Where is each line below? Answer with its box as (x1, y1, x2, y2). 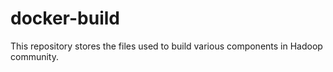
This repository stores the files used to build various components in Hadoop (10, 40, 323, 52)
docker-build (10, 7, 120, 30)
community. (10, 50, 59, 62)
